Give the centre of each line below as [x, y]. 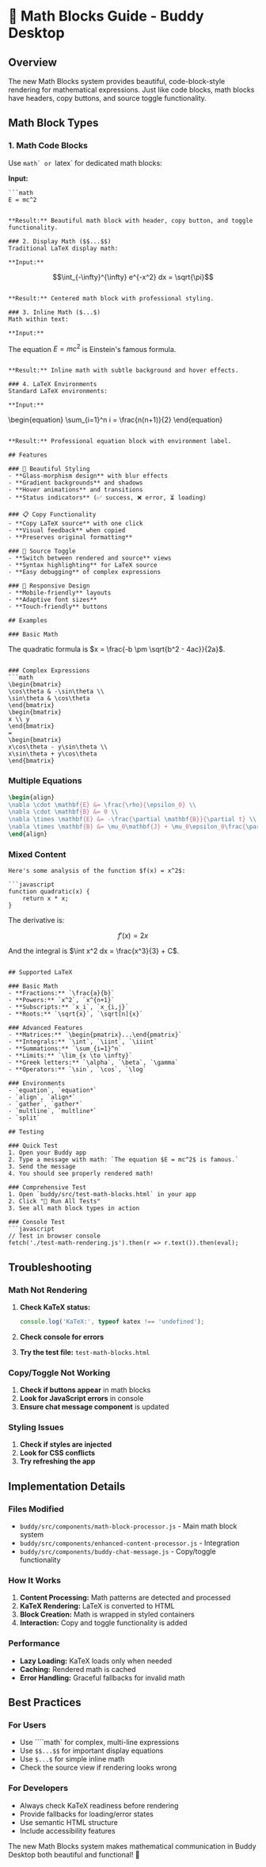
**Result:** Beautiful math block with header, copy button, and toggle [131, 220]
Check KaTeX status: [55, 1307]
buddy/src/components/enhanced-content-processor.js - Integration [129, 1543]
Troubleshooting [50, 1267]
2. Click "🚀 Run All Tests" [55, 1201]
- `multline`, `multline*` [53, 1111]
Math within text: [38, 319]
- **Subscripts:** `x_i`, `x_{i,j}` [68, 1007]
